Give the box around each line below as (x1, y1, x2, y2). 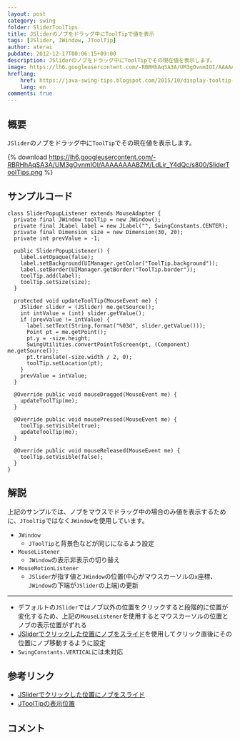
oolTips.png (7, 168, 43, 176)
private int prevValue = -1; (14, 235, 101, 242)
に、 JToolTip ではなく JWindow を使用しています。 (7, 516, 149, 524)
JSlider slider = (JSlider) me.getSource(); (20, 303, 155, 310)
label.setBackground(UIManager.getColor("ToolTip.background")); (20, 260, 219, 267)
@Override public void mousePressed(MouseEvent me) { (14, 415, 177, 423)
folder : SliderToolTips (7, 24, 79, 31)
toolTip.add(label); (20, 272, 81, 279)
